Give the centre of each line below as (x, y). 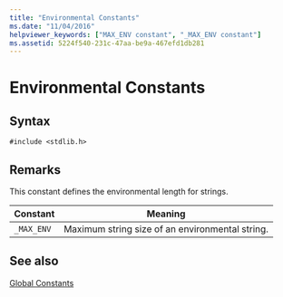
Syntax (30, 121)
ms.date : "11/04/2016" (52, 26)
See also (34, 261)
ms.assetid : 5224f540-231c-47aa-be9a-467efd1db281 (107, 43)
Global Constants (42, 283)
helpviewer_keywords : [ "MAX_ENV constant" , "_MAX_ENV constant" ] (135, 34)
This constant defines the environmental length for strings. (119, 192)
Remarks (35, 170)
